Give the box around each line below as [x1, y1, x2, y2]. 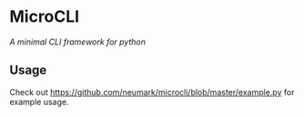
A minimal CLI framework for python [9, 36, 146, 47]
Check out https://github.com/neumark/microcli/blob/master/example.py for [9, 86, 295, 97]
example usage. [9, 96, 69, 107]
